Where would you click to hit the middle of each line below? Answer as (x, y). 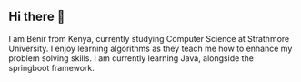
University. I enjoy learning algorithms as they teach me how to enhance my (150, 48)
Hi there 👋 (37, 17)
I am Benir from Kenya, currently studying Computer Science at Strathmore (149, 38)
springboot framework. (51, 67)
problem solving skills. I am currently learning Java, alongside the (131, 58)
